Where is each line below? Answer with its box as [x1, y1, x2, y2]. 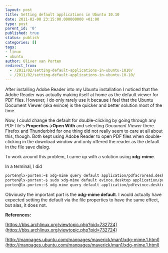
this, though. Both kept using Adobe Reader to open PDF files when [5, 133, 144, 139]
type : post [5, 21, 28, 27]
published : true [5, 31, 39, 36]
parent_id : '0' [5, 26, 37, 31]
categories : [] [5, 40, 37, 45]
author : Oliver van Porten [5, 59, 61, 64]
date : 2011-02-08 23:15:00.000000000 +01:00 [5, 17, 99, 22]
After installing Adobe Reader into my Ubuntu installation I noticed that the [5, 86, 158, 92]
